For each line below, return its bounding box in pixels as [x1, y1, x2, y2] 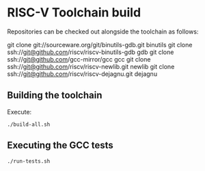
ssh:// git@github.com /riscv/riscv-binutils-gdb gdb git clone [7, 48, 174, 56]
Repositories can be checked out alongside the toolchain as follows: [7, 27, 199, 36]
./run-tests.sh [7, 157, 51, 165]
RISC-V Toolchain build [7, 5, 141, 21]
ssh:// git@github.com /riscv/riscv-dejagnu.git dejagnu [7, 70, 158, 78]
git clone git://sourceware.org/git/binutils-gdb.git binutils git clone [7, 40, 193, 49]
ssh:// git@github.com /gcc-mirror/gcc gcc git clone [7, 55, 151, 63]
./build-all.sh [7, 121, 51, 128]
